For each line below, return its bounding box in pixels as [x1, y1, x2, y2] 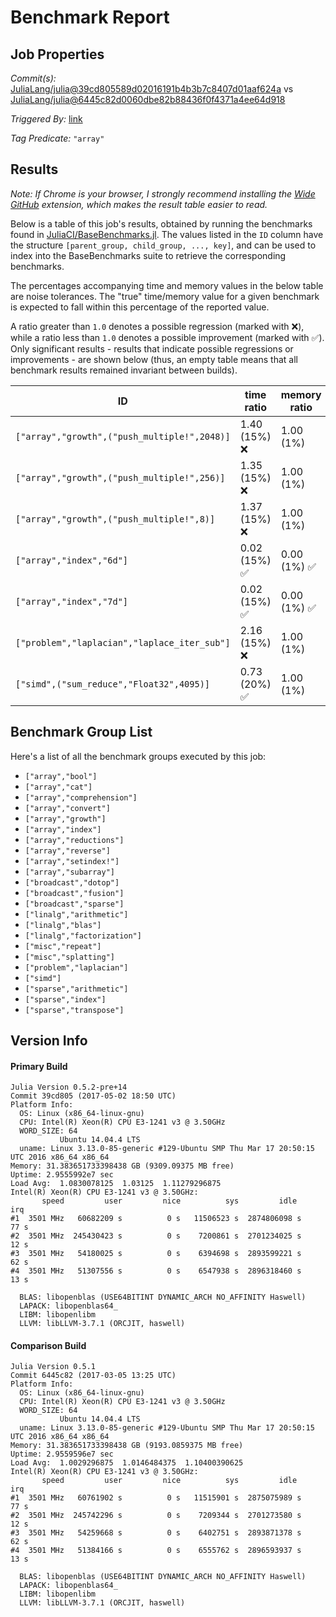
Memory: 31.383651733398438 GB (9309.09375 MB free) [10, 1161, 235, 1171]
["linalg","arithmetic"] [24, 909, 129, 920]
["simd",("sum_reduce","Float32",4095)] [15, 678, 210, 690]
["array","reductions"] [24, 835, 125, 845]
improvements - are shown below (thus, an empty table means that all [10, 353, 298, 365]
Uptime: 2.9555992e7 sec [10, 1170, 114, 1180]
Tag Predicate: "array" [10, 132, 105, 144]
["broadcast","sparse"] [24, 899, 125, 909]
